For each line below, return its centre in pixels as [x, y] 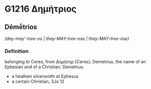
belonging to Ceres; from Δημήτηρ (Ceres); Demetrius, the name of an [75, 62]
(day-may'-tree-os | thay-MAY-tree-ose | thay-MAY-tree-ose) [67, 38]
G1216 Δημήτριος [41, 9]
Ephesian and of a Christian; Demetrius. [44, 67]
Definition [17, 51]
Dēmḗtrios [21, 27]
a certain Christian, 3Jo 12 [38, 82]
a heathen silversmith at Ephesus [45, 76]
